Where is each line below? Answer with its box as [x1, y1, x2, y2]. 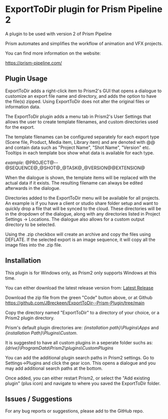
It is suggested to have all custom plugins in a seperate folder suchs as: [5, 339, 153, 345]
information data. [5, 104, 41, 110]
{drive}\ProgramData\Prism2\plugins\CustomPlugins [5, 345, 114, 351]
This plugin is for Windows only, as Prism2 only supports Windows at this [5, 270, 157, 276]
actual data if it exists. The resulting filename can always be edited [5, 179, 143, 186]
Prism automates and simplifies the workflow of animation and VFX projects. [5, 40, 163, 46]
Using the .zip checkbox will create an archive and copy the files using [5, 231, 151, 237]
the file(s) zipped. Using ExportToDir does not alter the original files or [5, 98, 150, 104]
